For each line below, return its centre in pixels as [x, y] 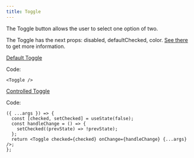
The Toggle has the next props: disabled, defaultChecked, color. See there [97, 40]
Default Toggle [24, 57]
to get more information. [36, 46]
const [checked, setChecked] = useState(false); [73, 118]
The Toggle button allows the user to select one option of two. [82, 28]
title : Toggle [24, 12]
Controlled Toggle [28, 91]
